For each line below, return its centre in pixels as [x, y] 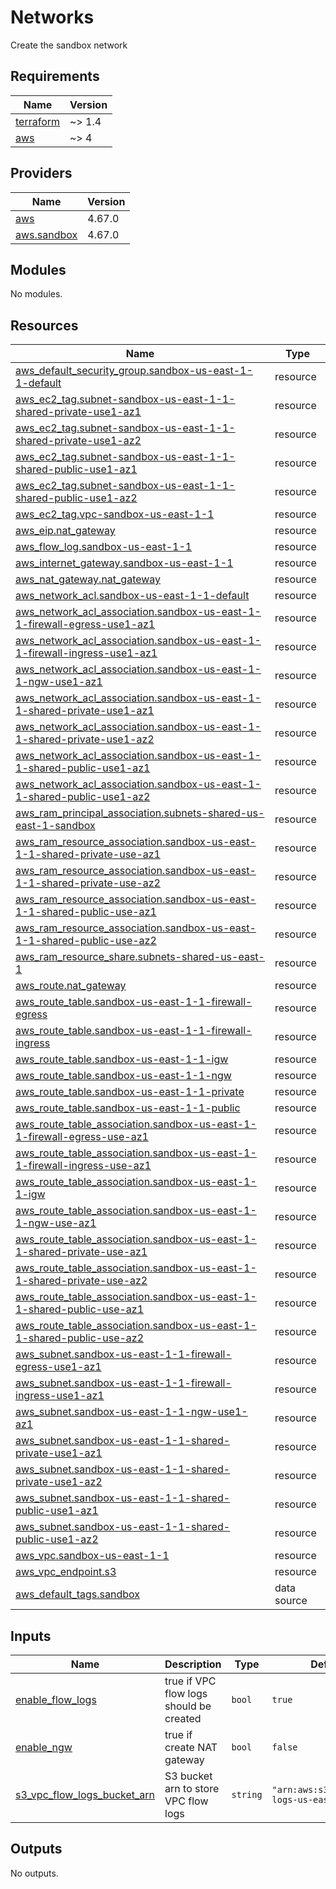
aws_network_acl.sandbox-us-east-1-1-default [132, 596]
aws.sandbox [46, 234]
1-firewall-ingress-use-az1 [83, 1166]
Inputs [31, 1636]
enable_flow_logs [56, 1699]
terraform [38, 121]
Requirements [55, 76]
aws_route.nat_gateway [71, 986]
